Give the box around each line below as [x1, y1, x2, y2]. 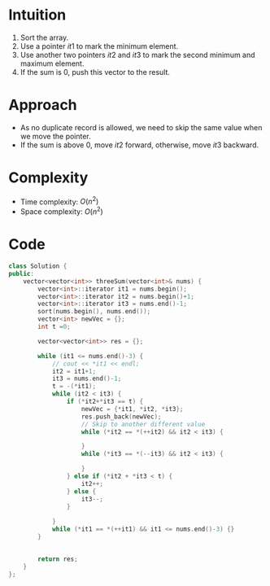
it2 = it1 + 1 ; [51, 367, 96, 375]
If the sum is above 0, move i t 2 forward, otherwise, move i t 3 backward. [20, 140, 259, 150]
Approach [8, 96, 77, 115]
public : [8, 269, 35, 278]
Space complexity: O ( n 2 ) [20, 205, 103, 216]
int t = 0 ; [37, 323, 71, 331]
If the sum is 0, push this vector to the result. [20, 67, 171, 77]
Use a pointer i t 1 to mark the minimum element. [20, 41, 179, 50]
